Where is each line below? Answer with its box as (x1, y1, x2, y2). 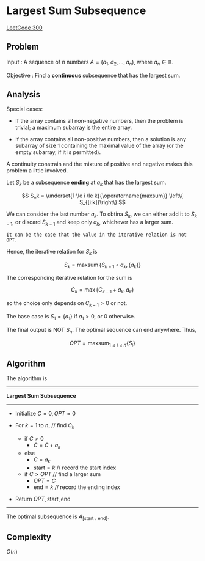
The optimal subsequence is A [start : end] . (6, 513, 109, 521)
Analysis (6, 89, 41, 100)
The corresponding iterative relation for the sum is (6, 274, 132, 282)
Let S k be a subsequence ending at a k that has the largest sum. (6, 178, 167, 188)
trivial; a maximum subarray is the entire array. (15, 123, 132, 131)
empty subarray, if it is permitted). (15, 148, 101, 156)
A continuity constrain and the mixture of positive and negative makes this (6, 160, 193, 168)
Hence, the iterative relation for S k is (6, 248, 98, 257)
